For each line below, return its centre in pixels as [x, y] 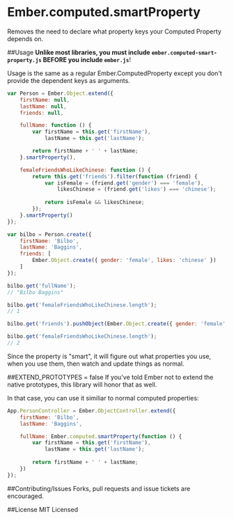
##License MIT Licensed [43, 509]
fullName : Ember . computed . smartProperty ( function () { [101, 436]
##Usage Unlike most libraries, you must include [79, 52]
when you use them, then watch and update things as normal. [96, 364]
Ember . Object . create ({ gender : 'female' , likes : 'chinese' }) [124, 261]
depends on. [25, 38]
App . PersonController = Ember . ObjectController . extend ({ [92, 411]
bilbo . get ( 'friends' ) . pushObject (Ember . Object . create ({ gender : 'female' [117, 324]
